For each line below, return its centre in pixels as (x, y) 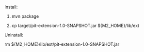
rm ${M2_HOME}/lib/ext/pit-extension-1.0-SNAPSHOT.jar (62, 44)
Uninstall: (14, 35)
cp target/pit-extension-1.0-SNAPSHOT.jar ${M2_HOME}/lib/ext (75, 26)
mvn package (25, 16)
